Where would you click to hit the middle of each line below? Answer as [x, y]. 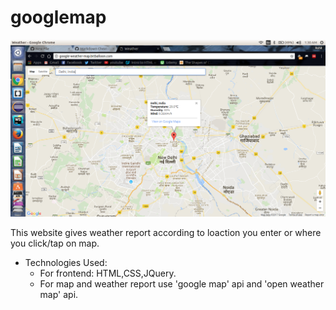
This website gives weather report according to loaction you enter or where [166, 232]
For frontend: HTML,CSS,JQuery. [108, 273]
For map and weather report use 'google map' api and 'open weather [182, 283]
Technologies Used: [66, 262]
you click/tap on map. [55, 243]
